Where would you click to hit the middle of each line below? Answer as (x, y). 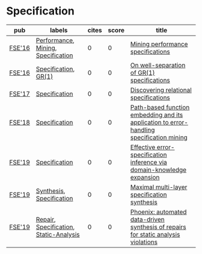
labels (59, 30)
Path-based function (160, 107)
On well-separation (158, 65)
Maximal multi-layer (159, 187)
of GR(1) (142, 72)
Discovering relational (161, 90)
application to (150, 122)
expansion (145, 177)
